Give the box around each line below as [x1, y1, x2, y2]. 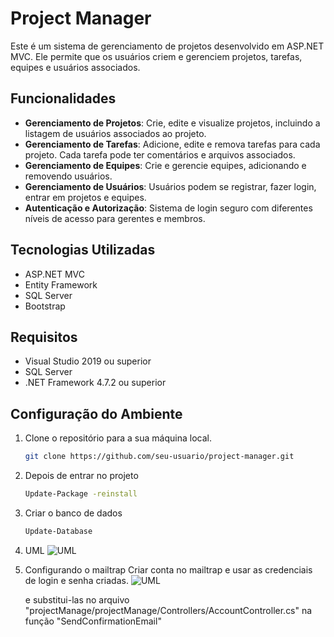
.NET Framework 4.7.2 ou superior [24, 377, 167, 389]
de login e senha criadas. [24, 574, 129, 586]
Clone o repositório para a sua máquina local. [24, 432, 212, 444]
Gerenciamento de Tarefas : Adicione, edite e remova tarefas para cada [24, 138, 321, 150]
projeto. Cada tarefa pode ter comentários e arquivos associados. [24, 148, 296, 161]
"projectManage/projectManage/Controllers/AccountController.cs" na [24, 604, 313, 616]
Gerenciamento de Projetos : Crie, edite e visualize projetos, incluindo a [24, 117, 321, 129]
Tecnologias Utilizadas [10, 242, 156, 259]
